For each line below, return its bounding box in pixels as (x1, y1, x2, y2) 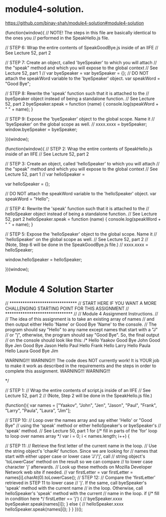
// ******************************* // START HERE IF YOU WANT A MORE (5, 300, 157, 306)
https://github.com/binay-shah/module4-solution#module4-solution (5, 20, 144, 26)
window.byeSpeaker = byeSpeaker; (5, 126, 78, 132)
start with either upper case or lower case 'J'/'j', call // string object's (5, 453, 145, 459)
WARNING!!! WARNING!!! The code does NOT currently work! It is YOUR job (5, 357, 160, 363)
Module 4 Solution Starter (5, 284, 114, 295)
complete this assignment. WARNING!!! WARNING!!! (5, 368, 111, 374)
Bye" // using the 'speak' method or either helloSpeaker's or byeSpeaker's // (5, 422, 162, 428)
